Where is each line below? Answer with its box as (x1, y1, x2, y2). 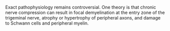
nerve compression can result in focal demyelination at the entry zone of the (5, 9, 165, 15)
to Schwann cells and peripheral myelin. (5, 20, 89, 26)
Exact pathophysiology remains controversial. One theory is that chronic (5, 4, 156, 10)
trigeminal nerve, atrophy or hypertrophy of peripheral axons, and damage (5, 15, 161, 20)
